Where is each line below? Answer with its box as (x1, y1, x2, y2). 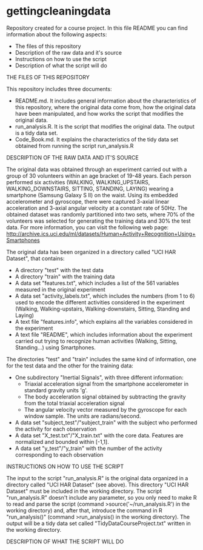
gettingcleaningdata (6, 4, 111, 18)
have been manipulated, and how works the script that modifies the (15, 110, 184, 117)
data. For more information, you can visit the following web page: (6, 223, 168, 231)
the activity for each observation (15, 425, 97, 432)
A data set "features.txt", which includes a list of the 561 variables (15, 279, 179, 286)
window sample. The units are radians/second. (24, 412, 141, 420)
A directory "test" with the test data (15, 266, 104, 273)
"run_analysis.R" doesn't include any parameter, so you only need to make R (6, 494, 197, 501)
